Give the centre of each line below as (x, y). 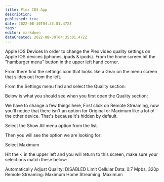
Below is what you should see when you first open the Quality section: (77, 96)
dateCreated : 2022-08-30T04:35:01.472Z (46, 38)
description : (19, 14)
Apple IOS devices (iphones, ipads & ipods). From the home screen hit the (80, 56)
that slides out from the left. (33, 77)
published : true (22, 19)
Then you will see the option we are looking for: (54, 135)
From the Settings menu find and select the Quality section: (65, 86)
